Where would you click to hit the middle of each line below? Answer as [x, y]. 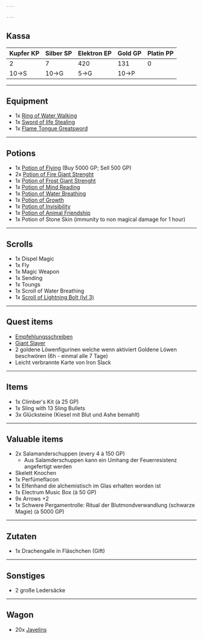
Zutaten [22, 536]
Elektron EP [95, 53]
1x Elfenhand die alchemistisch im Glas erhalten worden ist [88, 486]
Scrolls [20, 244]
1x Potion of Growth [40, 200]
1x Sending [29, 278]
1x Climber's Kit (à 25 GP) [47, 402]
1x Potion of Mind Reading [47, 187]
